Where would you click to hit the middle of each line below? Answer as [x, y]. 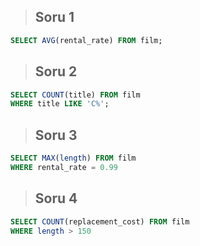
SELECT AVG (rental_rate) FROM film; [86, 40]
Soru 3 [56, 135]
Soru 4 [56, 198]
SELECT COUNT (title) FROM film [75, 95]
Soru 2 [56, 71]
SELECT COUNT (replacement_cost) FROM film [100, 221]
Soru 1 [54, 17]
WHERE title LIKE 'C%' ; [60, 104]
